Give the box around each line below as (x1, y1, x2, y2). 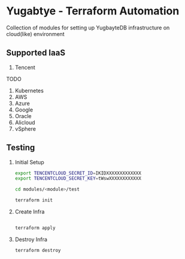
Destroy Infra (14, 236, 48, 243)
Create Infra (14, 208, 45, 215)
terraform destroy (14, 247, 61, 253)
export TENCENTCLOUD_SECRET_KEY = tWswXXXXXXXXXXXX (14, 176, 142, 182)
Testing (6, 143, 35, 153)
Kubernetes (14, 87, 44, 94)
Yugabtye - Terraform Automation (6, 4, 180, 18)
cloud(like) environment (6, 30, 65, 37)
